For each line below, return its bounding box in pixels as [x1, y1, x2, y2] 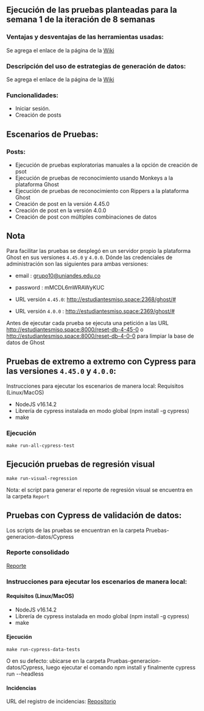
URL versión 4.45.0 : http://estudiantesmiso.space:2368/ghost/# [15, 296, 177, 303]
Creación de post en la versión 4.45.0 [15, 200, 110, 207]
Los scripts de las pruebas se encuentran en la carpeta [6, 527, 145, 534]
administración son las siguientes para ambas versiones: [6, 260, 149, 268]
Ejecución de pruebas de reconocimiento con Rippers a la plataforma [15, 187, 189, 194]
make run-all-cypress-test [6, 442, 75, 448]
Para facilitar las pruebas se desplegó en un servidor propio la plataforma [6, 247, 191, 254]
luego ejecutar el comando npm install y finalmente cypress [46, 664, 196, 671]
